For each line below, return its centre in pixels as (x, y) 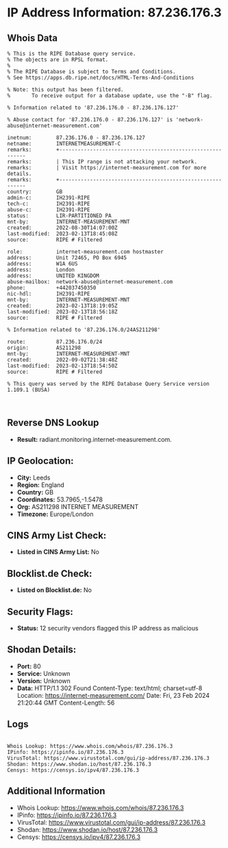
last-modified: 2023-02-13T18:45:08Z (62, 234)
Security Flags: (40, 612)
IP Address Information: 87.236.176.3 (114, 13)
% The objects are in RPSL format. (58, 60)
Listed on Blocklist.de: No (54, 590)
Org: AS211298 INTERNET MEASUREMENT (78, 506)
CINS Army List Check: (57, 535)
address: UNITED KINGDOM (53, 276)
